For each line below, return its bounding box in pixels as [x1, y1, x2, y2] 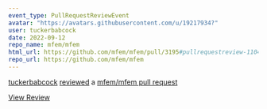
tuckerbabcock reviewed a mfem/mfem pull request [8, 77, 178, 87]
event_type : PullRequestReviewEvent [8, 11, 130, 20]
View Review [8, 92, 50, 102]
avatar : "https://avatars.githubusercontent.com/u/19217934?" [8, 19, 219, 27]
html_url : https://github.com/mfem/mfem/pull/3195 [8, 48, 180, 56]
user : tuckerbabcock [8, 26, 77, 34]
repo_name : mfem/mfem [8, 41, 80, 49]
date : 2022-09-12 [8, 33, 66, 42]
